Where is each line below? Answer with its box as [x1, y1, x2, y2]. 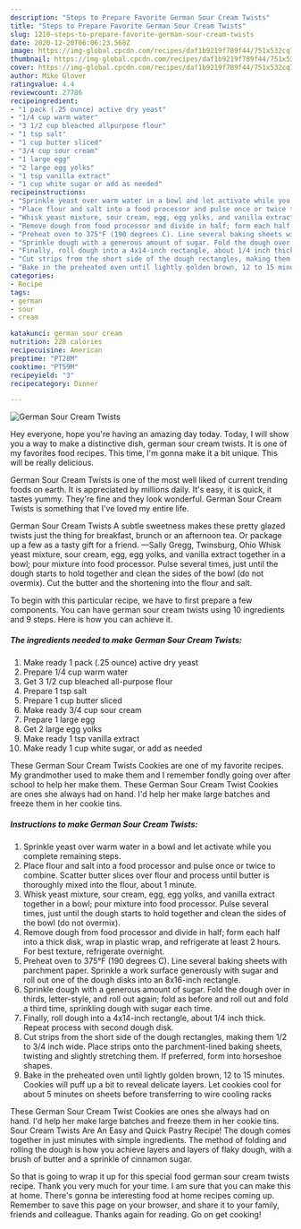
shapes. [22, 1061, 53, 1071]
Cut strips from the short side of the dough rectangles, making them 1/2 [22, 1032, 288, 1043]
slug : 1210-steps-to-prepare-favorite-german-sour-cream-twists [10, 30, 255, 39]
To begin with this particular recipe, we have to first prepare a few [10, 595, 253, 606]
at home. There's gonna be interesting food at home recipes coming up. [10, 1190, 275, 1201]
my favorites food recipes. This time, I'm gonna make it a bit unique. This [10, 448, 278, 459]
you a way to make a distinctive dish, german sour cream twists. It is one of [10, 438, 288, 449]
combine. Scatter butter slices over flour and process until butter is [22, 870, 271, 881]
